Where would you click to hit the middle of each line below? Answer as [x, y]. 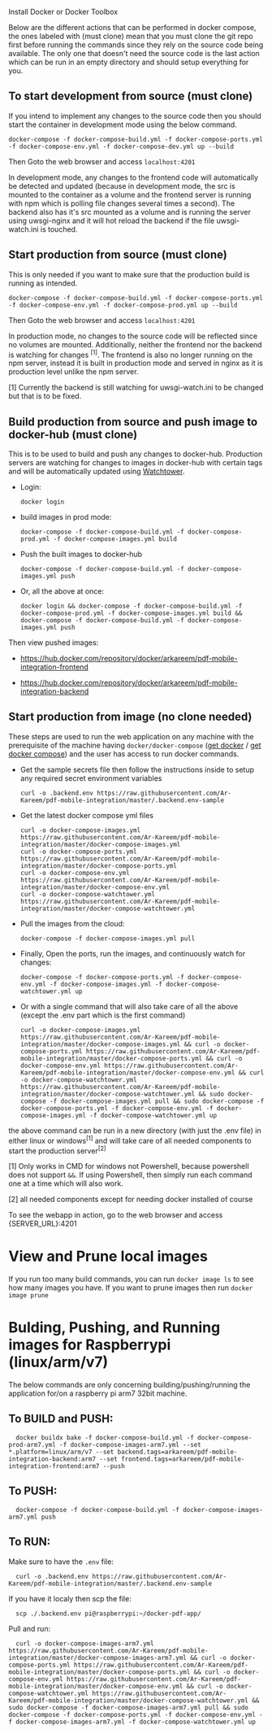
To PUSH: [33, 1491]
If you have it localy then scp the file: [70, 1598]
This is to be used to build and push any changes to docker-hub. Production [136, 454]
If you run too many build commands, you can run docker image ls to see [131, 1279]
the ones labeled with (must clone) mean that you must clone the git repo [131, 36]
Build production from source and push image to [133, 422]
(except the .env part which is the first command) [103, 1015]
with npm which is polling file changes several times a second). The [122, 203]
